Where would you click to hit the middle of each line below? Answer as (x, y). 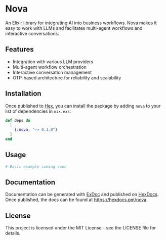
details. (13, 233)
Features (19, 49)
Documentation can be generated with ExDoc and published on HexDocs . (82, 195)
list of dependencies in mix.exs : (38, 111)
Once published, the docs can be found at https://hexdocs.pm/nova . (76, 200)
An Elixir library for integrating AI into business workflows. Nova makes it (81, 23)
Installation (23, 94)
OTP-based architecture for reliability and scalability (67, 78)
